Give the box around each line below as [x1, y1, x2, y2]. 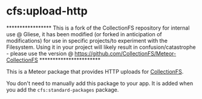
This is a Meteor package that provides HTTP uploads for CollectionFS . [6, 68, 184, 75]
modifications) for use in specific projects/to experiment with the [6, 37, 168, 44]
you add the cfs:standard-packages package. [6, 86, 119, 93]
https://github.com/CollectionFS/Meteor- [74, 49, 177, 57]
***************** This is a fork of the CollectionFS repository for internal [6, 24, 190, 31]
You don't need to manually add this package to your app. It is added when [6, 80, 194, 87]
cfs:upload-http [6, 4, 88, 18]
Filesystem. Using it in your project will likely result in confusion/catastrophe [6, 43, 197, 51]
